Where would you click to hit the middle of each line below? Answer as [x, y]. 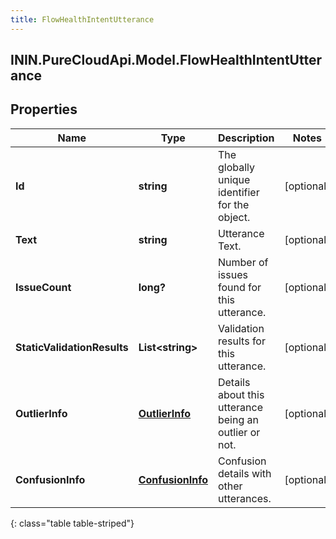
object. [234, 217]
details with [244, 473]
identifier [238, 192]
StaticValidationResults [72, 347]
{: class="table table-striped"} [72, 523]
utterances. [244, 498]
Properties [44, 109]
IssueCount [43, 287]
